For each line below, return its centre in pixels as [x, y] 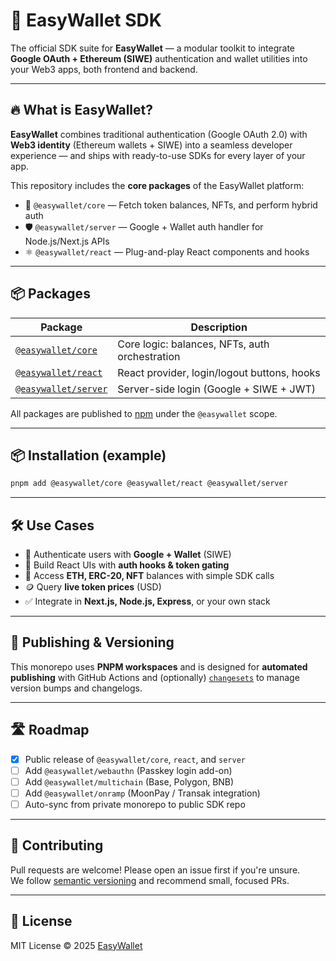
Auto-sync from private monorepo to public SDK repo [135, 804]
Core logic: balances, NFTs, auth [193, 344]
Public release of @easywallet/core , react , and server [135, 759]
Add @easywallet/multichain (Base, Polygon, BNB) [129, 781]
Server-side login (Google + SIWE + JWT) [216, 389]
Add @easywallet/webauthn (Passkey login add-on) [128, 770]
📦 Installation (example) [88, 455]
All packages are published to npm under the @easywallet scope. [144, 413]
